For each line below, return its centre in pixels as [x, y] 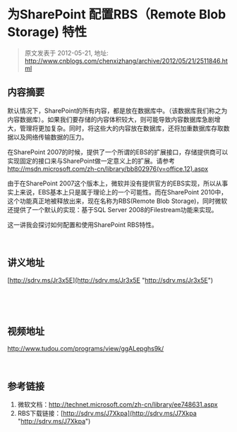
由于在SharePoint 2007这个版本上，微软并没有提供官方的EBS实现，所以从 [115, 183]
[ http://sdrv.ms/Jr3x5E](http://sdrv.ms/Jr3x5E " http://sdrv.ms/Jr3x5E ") [110, 280]
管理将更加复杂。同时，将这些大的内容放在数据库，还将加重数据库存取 [121, 128]
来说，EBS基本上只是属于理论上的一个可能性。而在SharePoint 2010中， [123, 192]
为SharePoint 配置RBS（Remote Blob [117, 14]
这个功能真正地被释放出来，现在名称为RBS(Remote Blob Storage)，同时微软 [117, 201]
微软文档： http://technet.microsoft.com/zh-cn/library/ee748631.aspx [117, 405]
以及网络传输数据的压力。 [50, 137]
